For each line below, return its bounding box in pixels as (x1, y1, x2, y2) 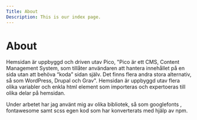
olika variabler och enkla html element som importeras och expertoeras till (6, 83, 186, 91)
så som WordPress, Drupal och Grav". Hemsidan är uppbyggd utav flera (6, 77, 181, 84)
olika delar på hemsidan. (6, 90, 66, 97)
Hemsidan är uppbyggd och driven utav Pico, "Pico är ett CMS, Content (6, 59, 180, 66)
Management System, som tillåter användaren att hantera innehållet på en (6, 65, 185, 72)
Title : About (6, 8, 38, 15)
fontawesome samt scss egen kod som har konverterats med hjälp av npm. (6, 107, 188, 114)
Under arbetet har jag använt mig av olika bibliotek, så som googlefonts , (6, 101, 182, 108)
